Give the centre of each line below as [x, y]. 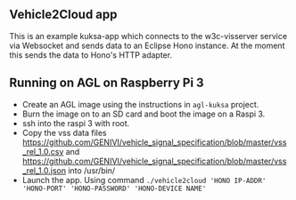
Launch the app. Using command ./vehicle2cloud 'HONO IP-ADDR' [144, 180]
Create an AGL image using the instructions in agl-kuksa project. [140, 104]
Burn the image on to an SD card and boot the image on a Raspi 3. [144, 114]
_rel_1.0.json [44, 170]
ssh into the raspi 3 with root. [76, 123]
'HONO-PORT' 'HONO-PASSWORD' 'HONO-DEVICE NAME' [114, 188]
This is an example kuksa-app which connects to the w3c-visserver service [148, 36]
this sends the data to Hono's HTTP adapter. [90, 55]
